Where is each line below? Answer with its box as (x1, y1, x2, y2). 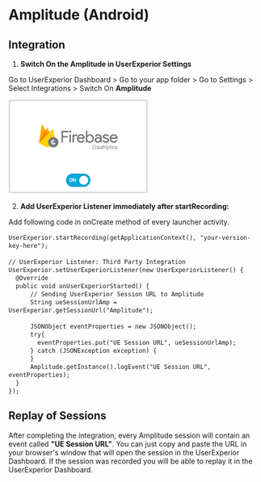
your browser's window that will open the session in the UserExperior (8, 447, 240, 457)
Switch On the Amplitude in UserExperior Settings (19, 59, 192, 69)
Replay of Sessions (8, 409, 107, 423)
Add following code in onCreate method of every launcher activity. (8, 217, 230, 227)
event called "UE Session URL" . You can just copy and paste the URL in (8, 438, 247, 449)
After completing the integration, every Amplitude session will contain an (8, 430, 250, 440)
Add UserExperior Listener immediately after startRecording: (19, 202, 229, 211)
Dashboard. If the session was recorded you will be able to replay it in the (8, 456, 253, 466)
